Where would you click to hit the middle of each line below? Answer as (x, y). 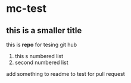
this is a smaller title (44, 31)
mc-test (26, 9)
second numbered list (41, 62)
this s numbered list (39, 56)
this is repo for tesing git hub (42, 44)
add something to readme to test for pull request (65, 74)
